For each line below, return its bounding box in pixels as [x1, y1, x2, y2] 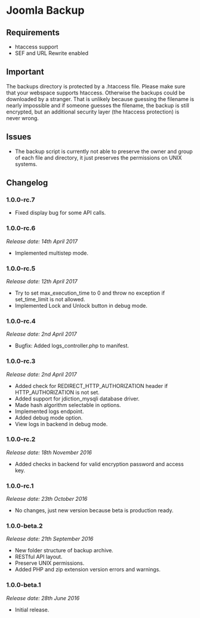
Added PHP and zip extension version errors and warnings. [14, 566, 161, 573]
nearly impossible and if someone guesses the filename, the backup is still [6, 102, 189, 109]
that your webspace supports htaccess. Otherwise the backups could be [6, 89, 186, 96]
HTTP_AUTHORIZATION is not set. [14, 388, 100, 396]
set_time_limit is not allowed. [14, 295, 85, 302]
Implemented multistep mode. [14, 249, 88, 256]
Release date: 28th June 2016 [6, 594, 80, 601]
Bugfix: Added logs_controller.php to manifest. [14, 342, 130, 350]
